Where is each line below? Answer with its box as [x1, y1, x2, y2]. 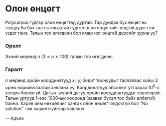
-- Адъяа [5, 115, 24, 121]
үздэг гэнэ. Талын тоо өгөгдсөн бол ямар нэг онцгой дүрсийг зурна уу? [5, 30, 158, 36]
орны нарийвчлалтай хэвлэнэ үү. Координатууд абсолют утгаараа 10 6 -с [5, 84, 160, 90]
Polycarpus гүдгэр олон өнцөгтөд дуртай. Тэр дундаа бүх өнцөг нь [5, 19, 147, 25]
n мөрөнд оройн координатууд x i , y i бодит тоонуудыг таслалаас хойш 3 [5, 77, 158, 84]
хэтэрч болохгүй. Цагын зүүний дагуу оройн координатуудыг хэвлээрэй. [5, 90, 161, 96]
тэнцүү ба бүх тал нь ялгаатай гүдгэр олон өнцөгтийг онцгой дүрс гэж [5, 24, 156, 30]
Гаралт [5, 66, 23, 73]
